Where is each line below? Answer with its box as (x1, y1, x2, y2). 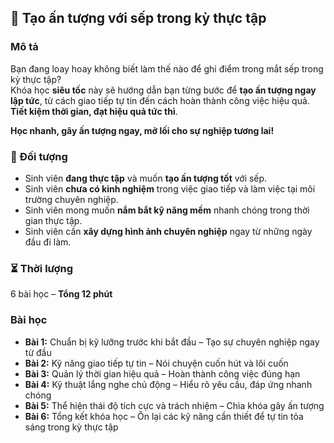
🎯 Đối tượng (10, 149, 68, 163)
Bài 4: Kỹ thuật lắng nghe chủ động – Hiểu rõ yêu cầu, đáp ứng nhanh (24, 378, 313, 390)
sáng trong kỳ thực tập (24, 421, 119, 433)
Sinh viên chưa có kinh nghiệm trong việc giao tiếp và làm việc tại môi (24, 182, 316, 195)
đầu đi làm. (24, 236, 72, 248)
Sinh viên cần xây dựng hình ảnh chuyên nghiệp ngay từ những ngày (24, 225, 313, 237)
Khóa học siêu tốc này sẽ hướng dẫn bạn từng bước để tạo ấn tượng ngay (10, 84, 317, 96)
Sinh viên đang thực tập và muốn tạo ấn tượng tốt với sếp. (24, 172, 268, 184)
